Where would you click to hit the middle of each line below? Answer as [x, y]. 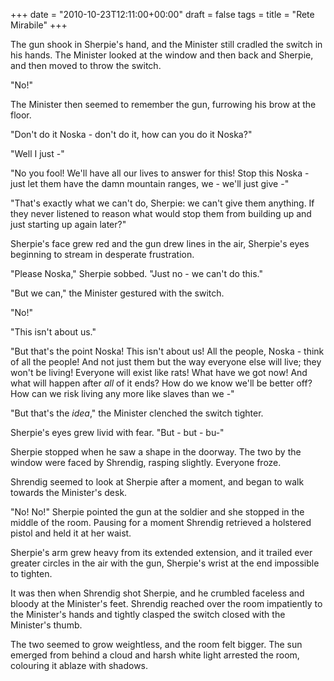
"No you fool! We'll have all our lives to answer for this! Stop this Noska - [160, 173]
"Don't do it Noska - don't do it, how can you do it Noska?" [131, 134]
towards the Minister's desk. [69, 492]
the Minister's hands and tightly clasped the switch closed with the [148, 614]
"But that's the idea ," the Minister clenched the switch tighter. [137, 413]
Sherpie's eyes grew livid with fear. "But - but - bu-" [117, 432]
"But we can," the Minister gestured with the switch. [117, 293]
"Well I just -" [37, 153]
